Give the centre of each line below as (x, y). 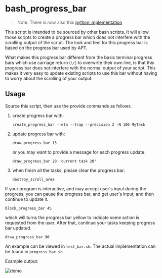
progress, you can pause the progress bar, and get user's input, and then (80, 194)
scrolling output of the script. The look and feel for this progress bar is (77, 42)
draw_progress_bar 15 (34, 143)
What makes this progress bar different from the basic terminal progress (79, 57)
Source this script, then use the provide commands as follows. (69, 106)
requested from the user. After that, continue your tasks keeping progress (80, 222)
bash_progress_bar (46, 9)
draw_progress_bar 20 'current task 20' (54, 161)
